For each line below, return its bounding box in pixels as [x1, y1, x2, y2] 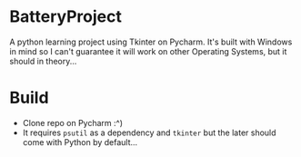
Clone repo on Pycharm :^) [22, 117, 123, 128]
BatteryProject [9, 6, 123, 27]
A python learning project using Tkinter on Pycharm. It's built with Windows [9, 36, 293, 47]
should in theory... [9, 55, 77, 66]
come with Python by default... [22, 136, 138, 147]
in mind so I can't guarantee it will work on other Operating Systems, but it [9, 45, 287, 56]
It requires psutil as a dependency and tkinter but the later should [22, 127, 276, 138]
